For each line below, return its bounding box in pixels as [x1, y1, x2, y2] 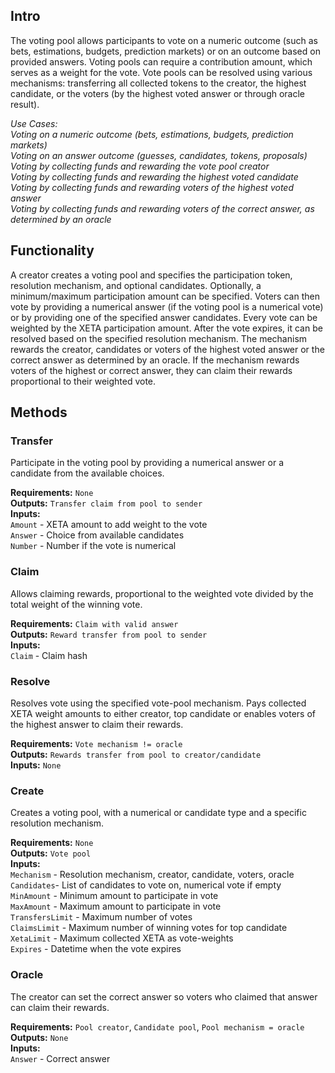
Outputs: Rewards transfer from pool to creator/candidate [10, 748, 262, 760]
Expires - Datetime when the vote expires [10, 943, 182, 955]
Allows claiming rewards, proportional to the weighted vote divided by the [10, 587, 314, 599]
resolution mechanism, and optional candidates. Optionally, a [10, 279, 262, 291]
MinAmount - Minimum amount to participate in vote [10, 890, 219, 902]
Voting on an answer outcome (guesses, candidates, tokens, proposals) [10, 149, 308, 161]
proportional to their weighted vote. [10, 375, 157, 387]
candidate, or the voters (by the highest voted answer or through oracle [10, 87, 306, 99]
